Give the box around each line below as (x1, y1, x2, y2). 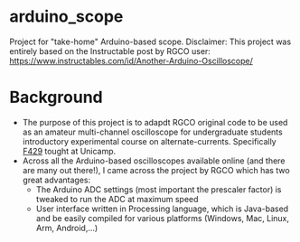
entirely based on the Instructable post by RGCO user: (9, 45, 211, 56)
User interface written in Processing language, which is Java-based (35, 203, 289, 214)
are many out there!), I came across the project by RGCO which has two (22, 164, 291, 175)
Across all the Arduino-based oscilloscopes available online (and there (22, 155, 286, 166)
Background (9, 88, 103, 107)
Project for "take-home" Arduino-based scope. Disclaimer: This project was (9, 36, 292, 47)
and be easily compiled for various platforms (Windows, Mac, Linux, (35, 212, 290, 223)
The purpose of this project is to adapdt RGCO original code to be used (22, 116, 288, 127)
